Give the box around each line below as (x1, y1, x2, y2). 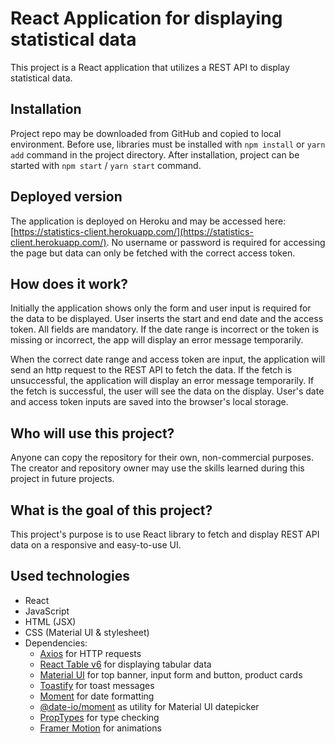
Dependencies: (24, 637, 88, 649)
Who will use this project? (10, 425, 175, 442)
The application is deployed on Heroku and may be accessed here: (10, 215, 287, 227)
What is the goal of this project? (10, 502, 213, 519)
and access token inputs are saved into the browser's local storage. (10, 396, 289, 408)
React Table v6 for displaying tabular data (39, 658, 212, 670)
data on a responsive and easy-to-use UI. (10, 539, 182, 551)
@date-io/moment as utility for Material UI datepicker (39, 700, 260, 712)
